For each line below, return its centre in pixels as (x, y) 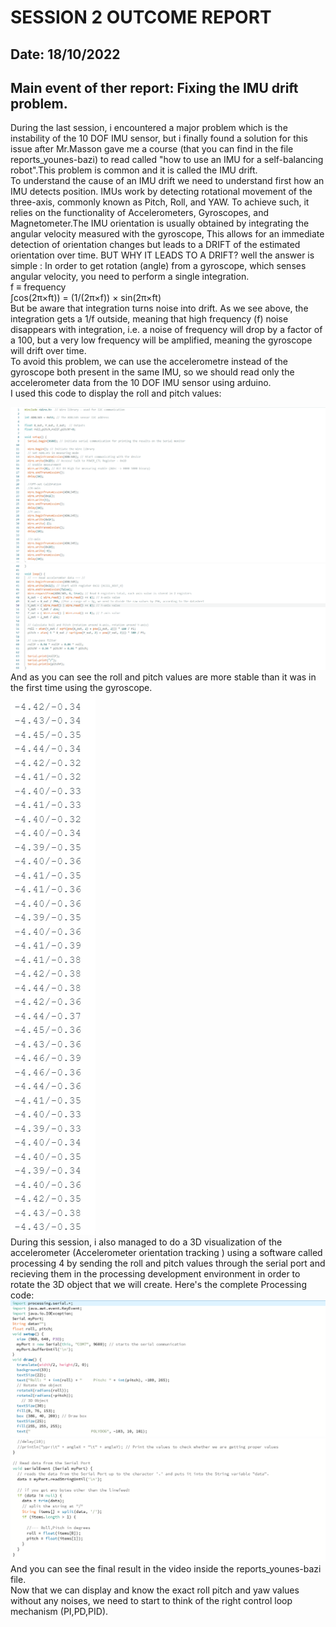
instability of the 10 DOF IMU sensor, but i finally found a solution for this (159, 138)
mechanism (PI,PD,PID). (59, 1611)
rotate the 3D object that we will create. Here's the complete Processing (158, 1284)
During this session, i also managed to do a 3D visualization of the (146, 1242)
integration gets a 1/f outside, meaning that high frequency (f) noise (149, 319)
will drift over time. (48, 351)
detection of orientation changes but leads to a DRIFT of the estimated (155, 245)
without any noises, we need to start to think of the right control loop (151, 1600)
